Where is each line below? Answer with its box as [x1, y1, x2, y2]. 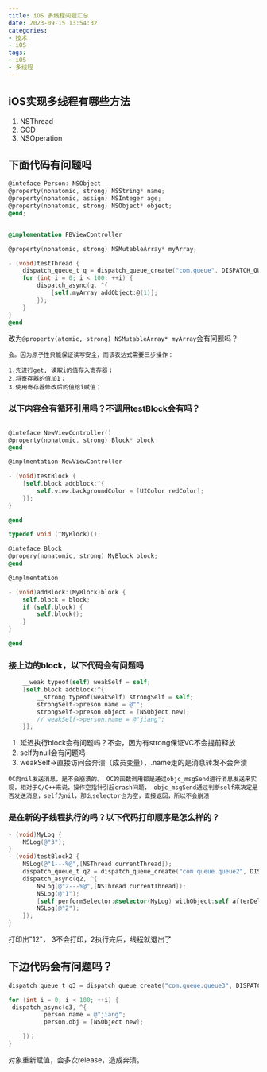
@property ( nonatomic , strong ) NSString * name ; [8, 188, 165, 195]
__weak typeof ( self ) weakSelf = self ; [22, 679, 151, 687]
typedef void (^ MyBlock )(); [8, 530, 102, 539]
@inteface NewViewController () [8, 428, 112, 437]
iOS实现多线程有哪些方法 [8, 95, 131, 108]
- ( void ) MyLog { [8, 830, 62, 838]
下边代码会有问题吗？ [8, 960, 113, 973]
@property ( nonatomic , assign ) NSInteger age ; [8, 195, 161, 203]
